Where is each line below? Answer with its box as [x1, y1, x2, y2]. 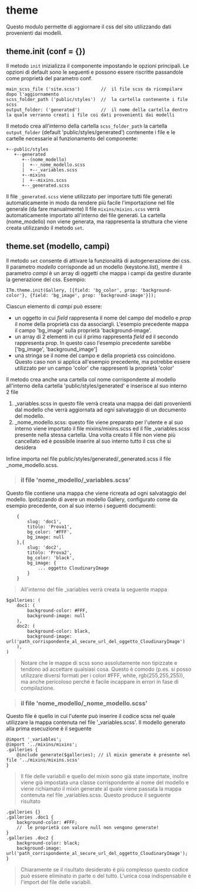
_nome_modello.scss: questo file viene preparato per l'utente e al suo [14, 419, 183, 426]
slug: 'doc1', [27, 518, 62, 524]
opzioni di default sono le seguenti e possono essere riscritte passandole [6, 68, 183, 76]
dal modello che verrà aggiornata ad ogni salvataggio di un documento [14, 406, 186, 413]
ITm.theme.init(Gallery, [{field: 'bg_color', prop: [6, 287, 138, 293]
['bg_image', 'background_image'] [14, 345, 98, 353]
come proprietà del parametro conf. [6, 74, 92, 81]
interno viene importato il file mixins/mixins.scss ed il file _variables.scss [14, 425, 190, 432]
